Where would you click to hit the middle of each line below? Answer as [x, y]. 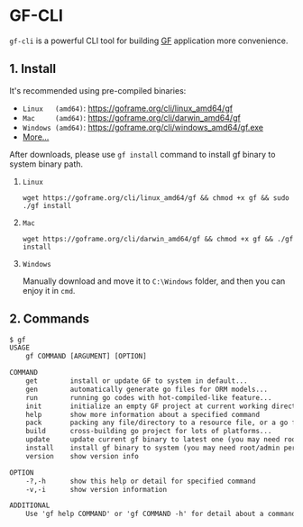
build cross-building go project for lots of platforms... [149, 432]
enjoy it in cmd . [49, 290]
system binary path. [46, 164]
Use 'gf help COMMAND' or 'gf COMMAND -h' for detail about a [145, 514]
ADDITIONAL [30, 505]
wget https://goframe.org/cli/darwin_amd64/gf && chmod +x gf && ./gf [158, 239]
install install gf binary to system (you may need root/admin [153, 448]
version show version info [83, 456]
